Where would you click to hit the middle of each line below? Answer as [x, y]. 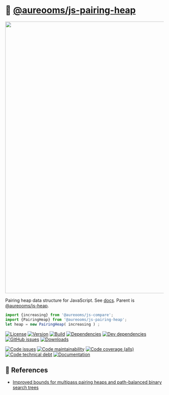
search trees [25, 387]
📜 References [27, 370]
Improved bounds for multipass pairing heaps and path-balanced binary [87, 382]
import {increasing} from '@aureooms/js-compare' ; [59, 315]
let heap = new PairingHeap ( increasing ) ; [53, 324]
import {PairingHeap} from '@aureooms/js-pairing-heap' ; [66, 320]
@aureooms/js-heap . [27, 305]
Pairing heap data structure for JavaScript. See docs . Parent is [70, 300]
